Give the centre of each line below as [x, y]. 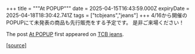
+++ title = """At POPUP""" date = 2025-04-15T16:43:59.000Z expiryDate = [98, 8]
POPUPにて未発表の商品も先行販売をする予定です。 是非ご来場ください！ [95, 22]
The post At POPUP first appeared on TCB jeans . [65, 34]
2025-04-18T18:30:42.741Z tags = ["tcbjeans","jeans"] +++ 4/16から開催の [97, 15]
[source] [16, 45]
